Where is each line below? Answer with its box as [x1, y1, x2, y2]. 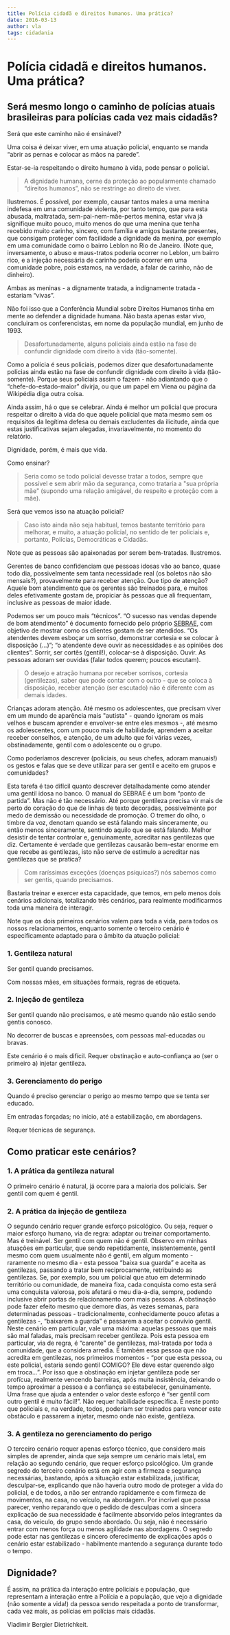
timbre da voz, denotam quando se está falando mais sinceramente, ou [7, 819, 208, 827]
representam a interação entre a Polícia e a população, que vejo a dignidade [7, 1592, 223, 1601]
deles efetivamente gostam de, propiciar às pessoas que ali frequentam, [7, 591, 212, 600]
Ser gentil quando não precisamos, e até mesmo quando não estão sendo [7, 1010, 216, 1018]
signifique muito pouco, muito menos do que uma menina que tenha [7, 219, 200, 228]
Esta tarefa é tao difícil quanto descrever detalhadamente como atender [7, 782, 211, 791]
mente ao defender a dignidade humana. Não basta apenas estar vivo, [7, 312, 206, 320]
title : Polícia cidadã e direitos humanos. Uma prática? [7, 10, 174, 17]
